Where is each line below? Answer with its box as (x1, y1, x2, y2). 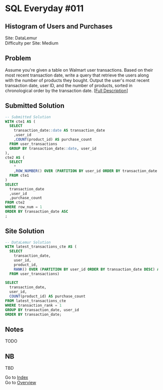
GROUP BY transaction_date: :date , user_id (9, 146, 97, 151)
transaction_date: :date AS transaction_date (14, 128, 105, 133)
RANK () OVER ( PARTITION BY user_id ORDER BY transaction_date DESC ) (14, 267, 155, 272)
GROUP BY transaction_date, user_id (5, 307, 79, 312)
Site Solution (5, 227, 45, 235)
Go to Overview (5, 380, 36, 386)
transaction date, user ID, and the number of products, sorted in (5, 82, 132, 88)
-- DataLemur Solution (5, 240, 51, 245)
